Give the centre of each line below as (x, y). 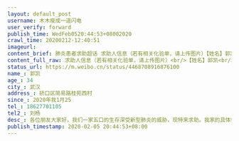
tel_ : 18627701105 (34, 107)
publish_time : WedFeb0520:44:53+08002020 (70, 34)
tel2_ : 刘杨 (24, 113)
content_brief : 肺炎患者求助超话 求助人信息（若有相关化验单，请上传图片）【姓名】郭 (119, 54)
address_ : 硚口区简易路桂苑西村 (50, 93)
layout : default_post (39, 14)
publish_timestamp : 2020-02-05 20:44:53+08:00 (78, 126)
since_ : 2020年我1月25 (39, 100)
